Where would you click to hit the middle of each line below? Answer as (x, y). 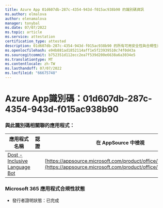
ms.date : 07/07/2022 (26, 28)
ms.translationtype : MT (29, 59)
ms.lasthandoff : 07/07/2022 (33, 69)
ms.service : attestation (30, 37)
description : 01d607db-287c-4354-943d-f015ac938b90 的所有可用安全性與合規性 (81, 46)
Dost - (15, 155)
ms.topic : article (24, 32)
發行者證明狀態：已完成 (35, 200)
